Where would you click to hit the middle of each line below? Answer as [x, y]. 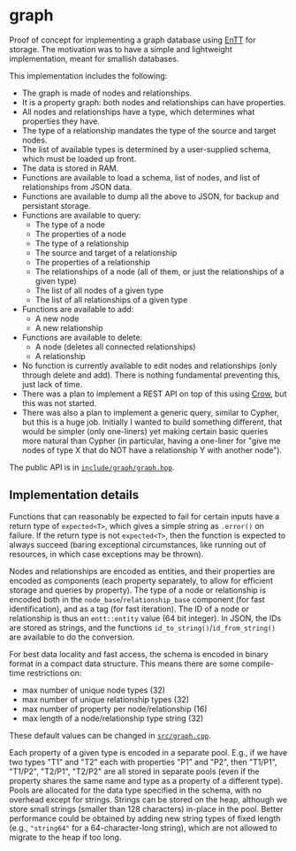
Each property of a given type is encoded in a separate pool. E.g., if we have [148, 752]
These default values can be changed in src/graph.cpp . [110, 735]
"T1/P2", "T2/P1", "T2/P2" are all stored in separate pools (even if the [134, 771]
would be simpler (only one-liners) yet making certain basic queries [145, 431]
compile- [258, 663]
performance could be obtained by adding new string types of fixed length [145, 818]
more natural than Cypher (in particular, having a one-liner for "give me [151, 441]
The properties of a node [80, 234]
